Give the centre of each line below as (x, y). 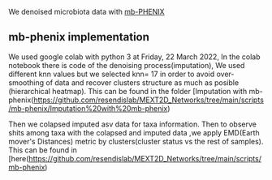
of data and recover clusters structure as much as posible (142, 82)
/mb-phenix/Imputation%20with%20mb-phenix (88, 108)
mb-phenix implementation (79, 37)
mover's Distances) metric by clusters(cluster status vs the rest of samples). (136, 141)
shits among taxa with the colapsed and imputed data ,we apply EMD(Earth (134, 132)
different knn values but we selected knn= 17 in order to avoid (112, 74)
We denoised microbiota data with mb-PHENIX (86, 12)
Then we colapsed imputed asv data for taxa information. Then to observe (133, 124)
